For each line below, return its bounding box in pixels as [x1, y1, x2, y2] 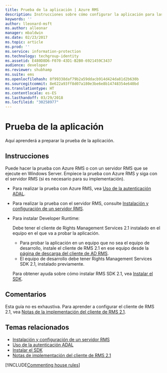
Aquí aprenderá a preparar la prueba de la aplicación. [5, 138, 115, 144]
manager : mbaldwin [5, 30, 43, 35]
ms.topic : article [5, 40, 43, 45]
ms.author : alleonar [5, 26, 48, 31]
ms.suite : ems [5, 72, 35, 77]
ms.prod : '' [5, 44, 30, 49]
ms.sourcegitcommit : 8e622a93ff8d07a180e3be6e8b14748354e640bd [5, 81, 139, 86]
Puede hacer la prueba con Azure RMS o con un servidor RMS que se [5, 165, 148, 171]
